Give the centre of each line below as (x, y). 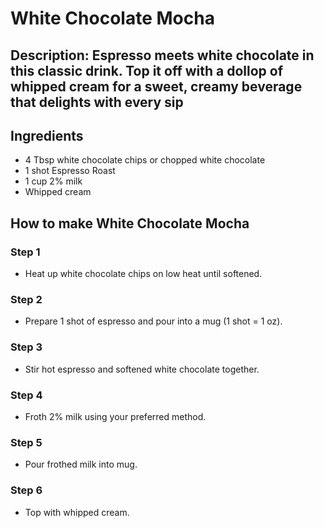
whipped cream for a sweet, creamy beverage (156, 86)
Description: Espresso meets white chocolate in (162, 55)
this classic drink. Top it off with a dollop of (147, 70)
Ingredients (47, 135)
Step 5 (26, 442)
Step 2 (26, 299)
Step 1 (25, 252)
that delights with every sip (97, 102)
